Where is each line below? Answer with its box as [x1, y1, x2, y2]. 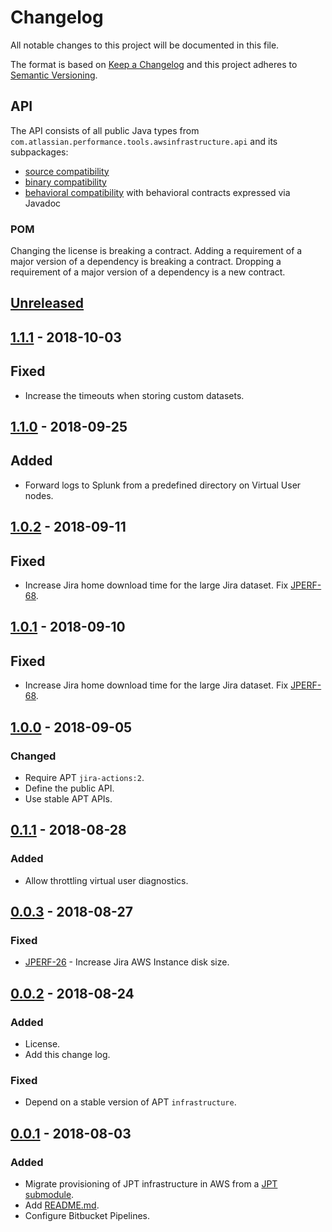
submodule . [24, 1188, 75, 1200]
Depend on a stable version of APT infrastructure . [24, 1096, 237, 1108]
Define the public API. [24, 782, 115, 794]
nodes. [24, 489, 54, 501]
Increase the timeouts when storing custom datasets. [24, 389, 245, 401]
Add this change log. [24, 1049, 111, 1060]
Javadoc [24, 197, 62, 209]
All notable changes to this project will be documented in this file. [10, 39, 280, 51]
